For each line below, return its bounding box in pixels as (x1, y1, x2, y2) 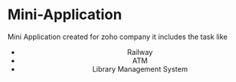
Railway (127, 47, 153, 57)
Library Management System (92, 64, 188, 73)
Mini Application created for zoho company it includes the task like (7, 32, 228, 41)
